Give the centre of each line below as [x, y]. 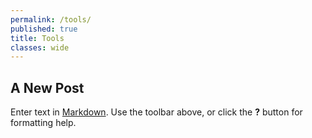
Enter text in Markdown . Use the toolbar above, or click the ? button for [156, 112]
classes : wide [40, 47]
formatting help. [43, 123]
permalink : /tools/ [51, 19]
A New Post [47, 87]
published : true [44, 29]
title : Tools [37, 38]
